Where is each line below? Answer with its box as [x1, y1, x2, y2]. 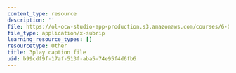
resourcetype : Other [7, 42, 68, 49]
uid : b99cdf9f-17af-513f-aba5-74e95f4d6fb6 [7, 56, 137, 63]
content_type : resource [7, 10, 77, 17]
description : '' [7, 17, 55, 24]
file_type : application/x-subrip [7, 29, 105, 37]
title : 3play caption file [7, 49, 86, 56]
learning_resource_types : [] [7, 36, 93, 43]
